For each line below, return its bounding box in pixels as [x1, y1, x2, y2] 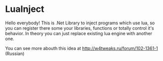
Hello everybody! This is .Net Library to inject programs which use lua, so [5, 20, 155, 26]
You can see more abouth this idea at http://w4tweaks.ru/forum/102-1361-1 [5, 45, 159, 51]
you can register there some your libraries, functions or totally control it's [5, 25, 155, 31]
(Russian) [5, 51, 25, 57]
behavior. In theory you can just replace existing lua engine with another [5, 30, 153, 36]
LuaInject [5, 3, 45, 15]
